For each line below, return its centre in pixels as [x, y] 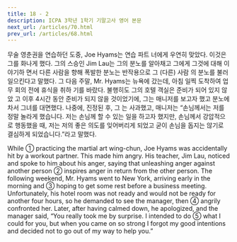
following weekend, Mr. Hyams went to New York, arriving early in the [109, 178]
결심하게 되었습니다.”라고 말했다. [52, 134]
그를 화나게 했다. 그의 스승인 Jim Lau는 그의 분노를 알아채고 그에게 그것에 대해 [115, 64]
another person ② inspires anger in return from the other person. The [110, 171]
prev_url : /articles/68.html [50, 34]
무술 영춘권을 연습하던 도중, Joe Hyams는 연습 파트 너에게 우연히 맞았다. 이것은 [117, 54]
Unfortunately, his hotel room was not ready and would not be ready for [112, 194]
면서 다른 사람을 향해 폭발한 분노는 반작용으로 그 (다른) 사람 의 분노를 [121, 72]
